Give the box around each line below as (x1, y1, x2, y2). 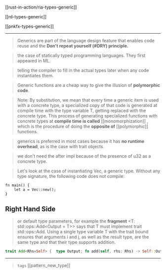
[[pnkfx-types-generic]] (5, 23, 54, 29)
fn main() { (5, 183, 30, 188)
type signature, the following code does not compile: (17, 173, 125, 179)
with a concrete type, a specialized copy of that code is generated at (17, 103, 158, 108)
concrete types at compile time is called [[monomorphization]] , (17, 118, 148, 124)
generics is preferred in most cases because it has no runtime (17, 138, 145, 144)
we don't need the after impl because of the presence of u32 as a (17, 153, 151, 159)
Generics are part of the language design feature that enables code (17, 38, 155, 44)
